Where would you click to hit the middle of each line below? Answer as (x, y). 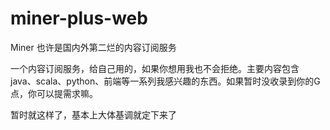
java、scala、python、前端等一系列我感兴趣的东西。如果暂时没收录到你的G (165, 81)
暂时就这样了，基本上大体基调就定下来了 (93, 114)
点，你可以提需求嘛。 (54, 93)
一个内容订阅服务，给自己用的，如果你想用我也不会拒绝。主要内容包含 (155, 68)
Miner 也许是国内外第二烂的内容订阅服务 (93, 47)
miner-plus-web (79, 18)
